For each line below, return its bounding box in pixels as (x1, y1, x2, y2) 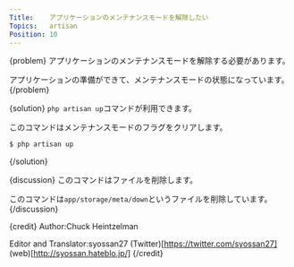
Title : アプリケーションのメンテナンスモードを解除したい (9, 13, 209, 22)
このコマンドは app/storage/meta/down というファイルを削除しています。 (9, 194, 273, 204)
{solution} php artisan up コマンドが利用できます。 (9, 103, 197, 114)
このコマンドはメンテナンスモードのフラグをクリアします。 (9, 122, 228, 133)
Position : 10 (9, 30, 58, 39)
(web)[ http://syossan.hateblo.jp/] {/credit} (9, 248, 164, 259)
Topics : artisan (9, 22, 78, 30)
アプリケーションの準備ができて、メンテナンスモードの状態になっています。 (9, 74, 290, 85)
